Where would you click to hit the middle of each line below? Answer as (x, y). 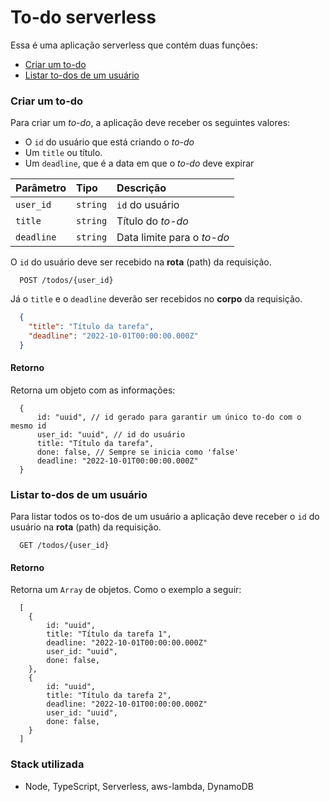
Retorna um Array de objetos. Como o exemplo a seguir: (126, 590)
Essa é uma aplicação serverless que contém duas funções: (134, 45)
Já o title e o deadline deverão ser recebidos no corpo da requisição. (156, 299)
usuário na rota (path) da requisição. (86, 527)
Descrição (141, 188)
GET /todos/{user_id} (64, 546)
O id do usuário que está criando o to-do (109, 142)
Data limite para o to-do (173, 238)
